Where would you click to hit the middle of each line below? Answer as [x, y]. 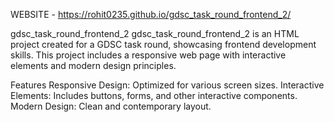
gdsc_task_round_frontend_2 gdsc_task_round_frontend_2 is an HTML [155, 33]
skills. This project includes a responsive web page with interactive [148, 55]
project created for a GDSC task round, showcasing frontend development [163, 44]
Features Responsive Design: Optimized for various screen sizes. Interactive [167, 85]
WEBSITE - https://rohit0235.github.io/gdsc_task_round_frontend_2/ [151, 14]
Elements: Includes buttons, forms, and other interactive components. [154, 95]
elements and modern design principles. [93, 65]
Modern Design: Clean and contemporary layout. [111, 106]
